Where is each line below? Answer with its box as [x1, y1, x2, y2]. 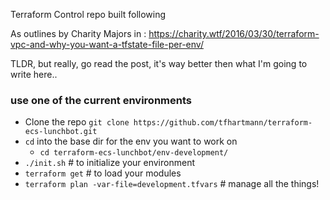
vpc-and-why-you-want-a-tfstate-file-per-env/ [10, 39, 204, 50]
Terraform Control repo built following [10, 9, 167, 20]
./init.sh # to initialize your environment [24, 157, 195, 169]
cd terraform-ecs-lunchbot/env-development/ [39, 148, 229, 158]
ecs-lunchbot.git [24, 127, 98, 137]
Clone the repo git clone [24, 116, 130, 128]
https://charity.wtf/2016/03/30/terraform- [148, 28, 320, 39]
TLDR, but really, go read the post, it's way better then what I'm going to [10, 58, 308, 69]
